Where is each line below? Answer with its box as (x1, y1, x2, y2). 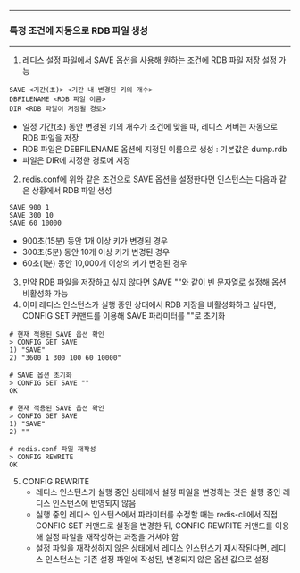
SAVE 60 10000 (9, 218, 62, 228)
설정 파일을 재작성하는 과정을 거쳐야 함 (45, 532, 179, 543)
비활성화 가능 (21, 288, 69, 299)
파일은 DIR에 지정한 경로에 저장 (21, 155, 131, 166)
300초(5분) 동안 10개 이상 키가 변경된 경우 (21, 247, 171, 258)
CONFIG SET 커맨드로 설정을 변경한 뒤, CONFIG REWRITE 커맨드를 (35, 520, 274, 531)
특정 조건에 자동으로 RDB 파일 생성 (9, 24, 149, 37)
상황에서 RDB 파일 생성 (31, 185, 112, 196)
